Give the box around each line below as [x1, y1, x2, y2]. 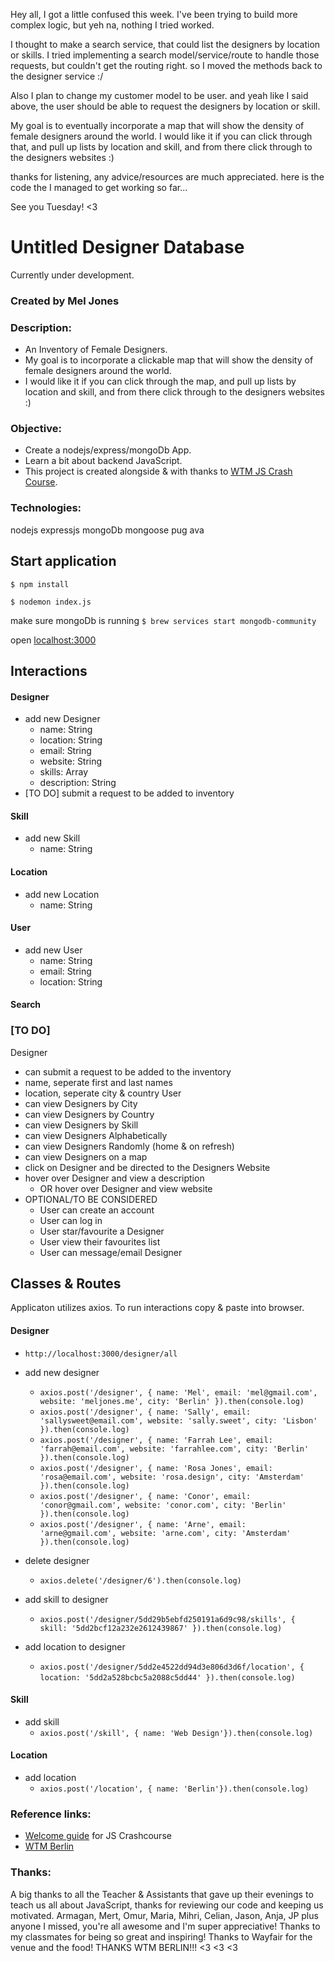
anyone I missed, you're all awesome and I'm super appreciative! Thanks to [10, 1920, 321, 1932]
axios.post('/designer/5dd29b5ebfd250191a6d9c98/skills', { [39, 1614, 296, 1624]
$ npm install [10, 579, 70, 589]
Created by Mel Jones [10, 294, 120, 308]
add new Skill [24, 832, 81, 844]
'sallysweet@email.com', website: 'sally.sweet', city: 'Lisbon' [39, 1415, 318, 1426]
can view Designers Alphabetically [24, 1129, 168, 1141]
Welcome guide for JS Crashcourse [24, 1830, 172, 1842]
